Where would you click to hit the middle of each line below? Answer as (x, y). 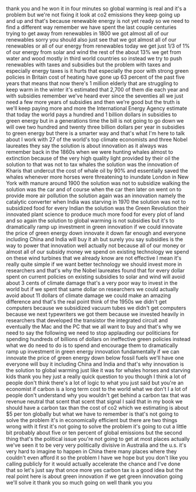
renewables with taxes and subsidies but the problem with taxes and (89, 65)
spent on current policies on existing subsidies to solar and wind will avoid (96, 277)
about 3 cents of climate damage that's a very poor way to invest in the (92, 283)
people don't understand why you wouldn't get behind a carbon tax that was (98, 395)
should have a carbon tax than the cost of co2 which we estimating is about (97, 408)
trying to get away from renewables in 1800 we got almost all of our (87, 33)
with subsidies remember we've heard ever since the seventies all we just (95, 96)
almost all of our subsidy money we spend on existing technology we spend (97, 252)
